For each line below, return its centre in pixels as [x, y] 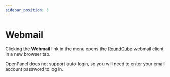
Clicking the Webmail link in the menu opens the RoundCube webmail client [84, 49]
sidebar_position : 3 [27, 10]
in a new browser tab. [28, 54]
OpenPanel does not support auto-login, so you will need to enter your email [85, 64]
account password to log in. [34, 69]
